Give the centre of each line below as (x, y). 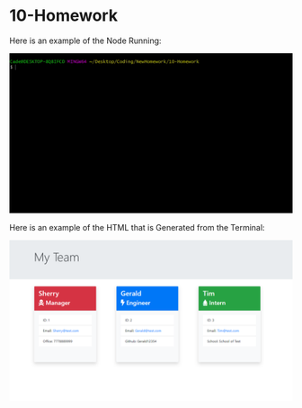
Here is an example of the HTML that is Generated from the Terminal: (137, 227)
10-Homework (64, 16)
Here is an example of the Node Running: (85, 41)
